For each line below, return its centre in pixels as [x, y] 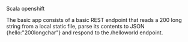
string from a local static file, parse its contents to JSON [75, 26]
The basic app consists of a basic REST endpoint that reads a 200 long [94, 20]
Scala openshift [26, 9]
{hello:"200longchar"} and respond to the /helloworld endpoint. [85, 33]
